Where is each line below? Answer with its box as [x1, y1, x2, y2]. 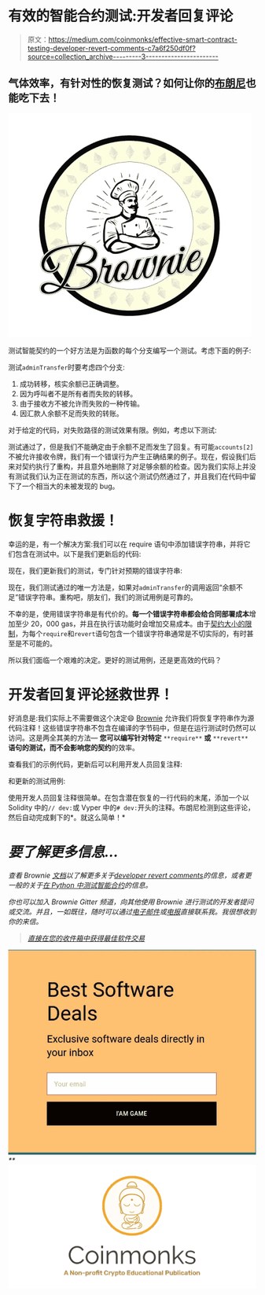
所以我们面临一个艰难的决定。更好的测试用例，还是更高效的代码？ [8, 655, 222, 664]
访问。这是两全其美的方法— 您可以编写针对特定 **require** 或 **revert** [8, 733, 249, 742]
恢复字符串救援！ [8, 512, 120, 529]
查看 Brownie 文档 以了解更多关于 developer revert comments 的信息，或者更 [8, 870, 252, 880]
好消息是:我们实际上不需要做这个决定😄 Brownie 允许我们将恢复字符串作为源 [8, 713, 255, 723]
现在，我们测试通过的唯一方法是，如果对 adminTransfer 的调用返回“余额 [8, 583, 237, 592]
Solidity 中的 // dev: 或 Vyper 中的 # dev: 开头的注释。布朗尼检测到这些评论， [8, 803, 256, 812]
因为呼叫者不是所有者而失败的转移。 [19, 388, 138, 398]
